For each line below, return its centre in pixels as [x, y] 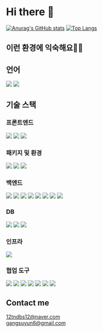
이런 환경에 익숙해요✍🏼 [45, 48]
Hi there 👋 [30, 12]
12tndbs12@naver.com [33, 317]
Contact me [28, 302]
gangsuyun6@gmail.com [36, 323]
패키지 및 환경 [24, 153]
